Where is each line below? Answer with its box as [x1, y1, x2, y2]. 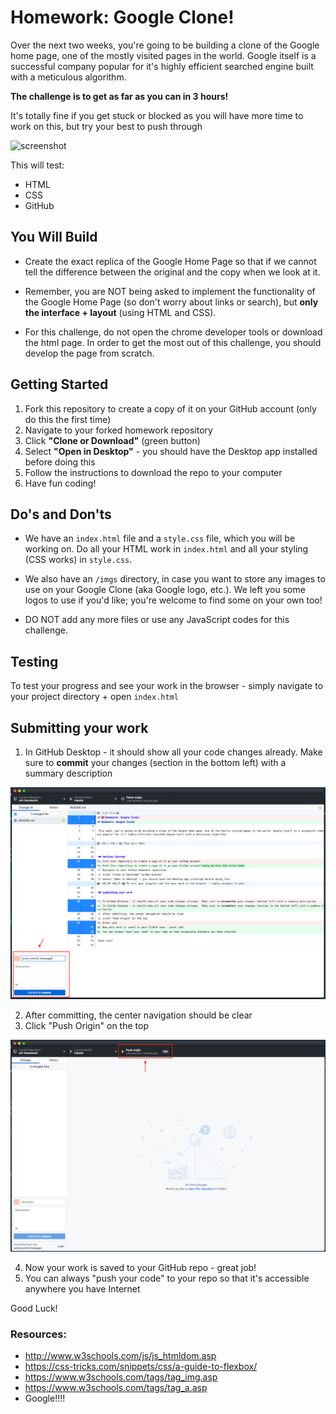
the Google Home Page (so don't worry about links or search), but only [24, 296, 319, 308]
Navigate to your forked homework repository [24, 424, 213, 436]
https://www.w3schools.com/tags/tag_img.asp [24, 1371, 218, 1383]
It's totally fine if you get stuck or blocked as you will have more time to [10, 109, 304, 121]
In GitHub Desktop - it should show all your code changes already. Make [24, 746, 323, 758]
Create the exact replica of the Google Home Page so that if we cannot [24, 255, 317, 267]
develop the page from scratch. [24, 347, 155, 359]
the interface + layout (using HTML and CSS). [24, 306, 217, 318]
